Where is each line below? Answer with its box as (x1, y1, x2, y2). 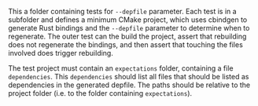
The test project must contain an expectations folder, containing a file (8, 64, 234, 73)
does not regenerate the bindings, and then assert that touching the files (8, 40, 244, 49)
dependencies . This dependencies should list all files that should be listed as (8, 72, 249, 81)
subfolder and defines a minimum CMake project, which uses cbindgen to (8, 15, 248, 24)
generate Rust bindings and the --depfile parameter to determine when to (8, 24, 250, 32)
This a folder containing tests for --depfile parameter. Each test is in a (8, 7, 238, 16)
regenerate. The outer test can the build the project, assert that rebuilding (8, 31, 247, 41)
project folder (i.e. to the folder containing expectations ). (8, 89, 193, 97)
